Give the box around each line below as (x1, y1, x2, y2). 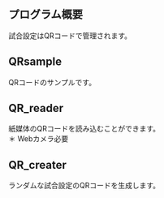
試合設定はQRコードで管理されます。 (8, 31, 128, 41)
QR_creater (8, 157, 67, 172)
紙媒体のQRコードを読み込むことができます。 (8, 124, 161, 134)
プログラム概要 (8, 7, 84, 22)
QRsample (8, 55, 63, 69)
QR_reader (8, 101, 64, 115)
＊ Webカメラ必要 (8, 134, 69, 144)
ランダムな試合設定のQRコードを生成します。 (8, 181, 161, 191)
